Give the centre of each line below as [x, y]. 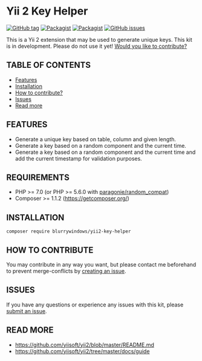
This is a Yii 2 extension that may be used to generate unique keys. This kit [99, 39]
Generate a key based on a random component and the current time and [105, 152]
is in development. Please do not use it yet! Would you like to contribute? [97, 46]
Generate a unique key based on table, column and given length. [96, 139]
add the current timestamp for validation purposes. [78, 158]
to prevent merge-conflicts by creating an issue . [66, 271]
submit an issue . [27, 311]
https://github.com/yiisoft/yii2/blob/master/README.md [84, 345]
